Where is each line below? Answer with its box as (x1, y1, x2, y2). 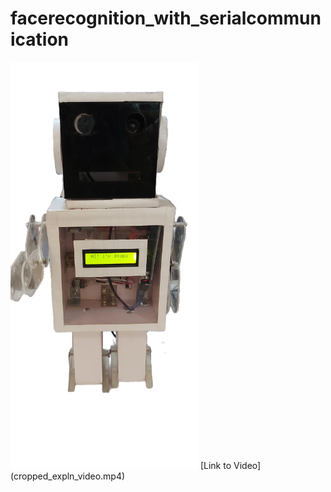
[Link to (199, 459, 232, 471)
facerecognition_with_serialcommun (10, 7, 322, 30)
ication (10, 28, 70, 51)
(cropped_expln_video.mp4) (10, 470, 126, 482)
